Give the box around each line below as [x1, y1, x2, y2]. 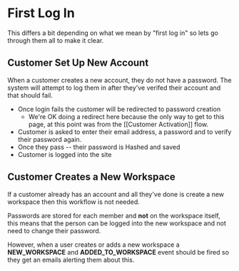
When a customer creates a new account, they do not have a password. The [7, 76, 232, 84]
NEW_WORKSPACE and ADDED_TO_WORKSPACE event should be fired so [7, 247, 230, 256]
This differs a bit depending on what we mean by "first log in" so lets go [7, 29, 219, 37]
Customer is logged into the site [17, 150, 112, 158]
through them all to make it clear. [7, 36, 104, 44]
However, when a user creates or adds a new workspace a [7, 240, 180, 249]
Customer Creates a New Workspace [7, 171, 176, 183]
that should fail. [7, 91, 54, 99]
